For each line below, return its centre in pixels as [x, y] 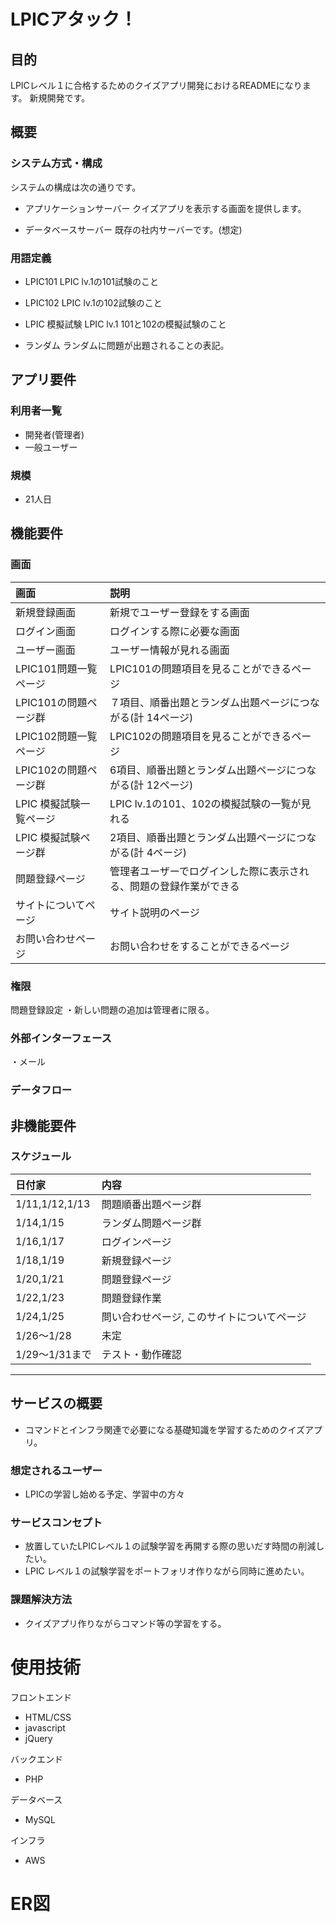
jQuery [38, 1738]
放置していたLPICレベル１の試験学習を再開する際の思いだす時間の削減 [170, 1546]
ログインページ [136, 1242]
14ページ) [170, 717]
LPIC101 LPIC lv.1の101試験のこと [92, 281]
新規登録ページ [136, 1260]
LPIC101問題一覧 [56, 668]
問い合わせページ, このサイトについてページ [204, 1317]
